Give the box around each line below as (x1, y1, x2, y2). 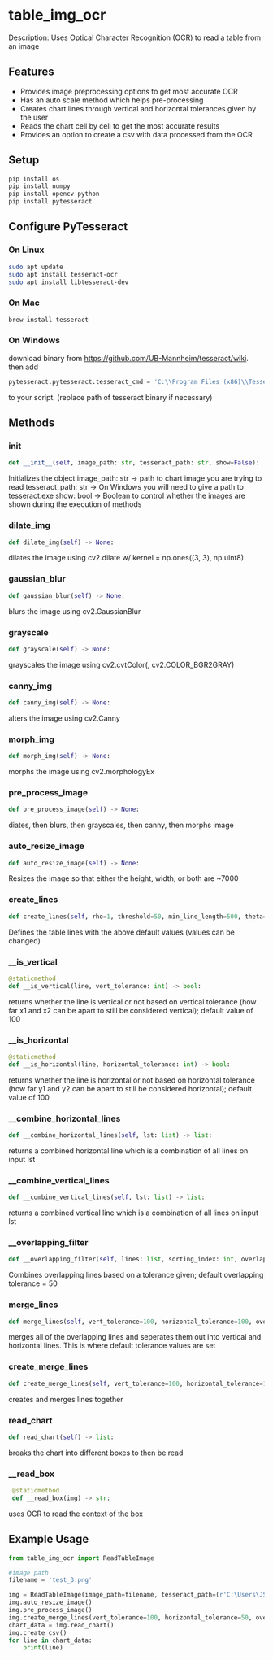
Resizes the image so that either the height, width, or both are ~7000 (8, 874, 239, 883)
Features (8, 65, 54, 79)
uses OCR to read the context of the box (8, 1509, 144, 1518)
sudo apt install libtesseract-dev (8, 278, 129, 286)
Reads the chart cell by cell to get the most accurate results (19, 120, 220, 131)
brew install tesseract (8, 316, 89, 324)
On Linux (8, 244, 45, 255)
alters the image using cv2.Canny (8, 713, 120, 723)
